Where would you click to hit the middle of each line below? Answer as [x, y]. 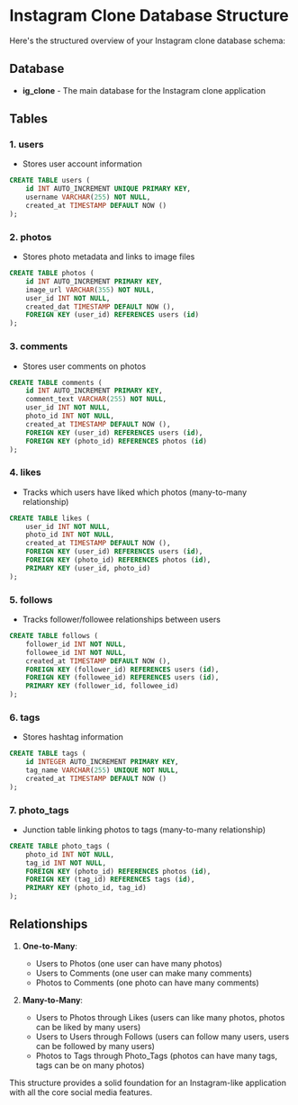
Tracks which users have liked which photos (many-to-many [135, 492]
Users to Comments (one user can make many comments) [144, 973]
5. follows [31, 599]
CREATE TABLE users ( [50, 181]
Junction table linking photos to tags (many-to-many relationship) [144, 830]
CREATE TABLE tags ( [48, 754]
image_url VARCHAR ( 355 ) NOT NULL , [90, 290]
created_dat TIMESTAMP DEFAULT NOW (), [100, 307]
